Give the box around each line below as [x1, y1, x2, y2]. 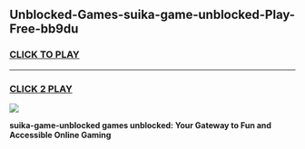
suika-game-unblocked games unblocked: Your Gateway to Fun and [9, 119, 272, 130]
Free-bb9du [9, 22, 79, 37]
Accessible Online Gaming [9, 129, 112, 140]
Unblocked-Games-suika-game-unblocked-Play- [9, 7, 296, 23]
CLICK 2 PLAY [9, 82, 73, 95]
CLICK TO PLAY [9, 49, 80, 61]
